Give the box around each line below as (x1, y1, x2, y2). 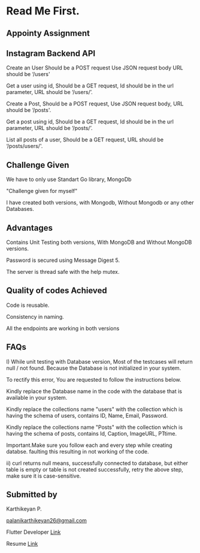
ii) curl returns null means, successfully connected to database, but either (6, 460, 189, 467)
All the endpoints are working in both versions (6, 325, 120, 332)
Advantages (6, 223, 53, 233)
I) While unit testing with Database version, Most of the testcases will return (6, 358, 193, 365)
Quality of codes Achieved (6, 286, 108, 296)
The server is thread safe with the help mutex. (6, 268, 120, 276)
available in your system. (6, 394, 68, 401)
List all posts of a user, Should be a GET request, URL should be (6, 136, 163, 143)
